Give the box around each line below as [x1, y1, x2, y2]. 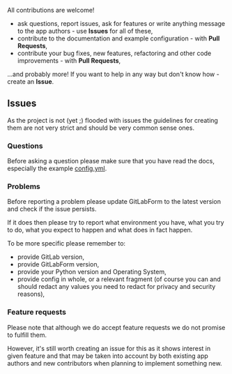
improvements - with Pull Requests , [17, 57, 121, 65]
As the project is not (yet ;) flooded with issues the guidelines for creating [7, 116, 218, 124]
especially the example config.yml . [7, 164, 107, 173]
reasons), [17, 290, 45, 299]
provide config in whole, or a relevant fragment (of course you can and [17, 275, 221, 283]
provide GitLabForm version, [17, 260, 100, 269]
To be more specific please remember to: [7, 239, 126, 248]
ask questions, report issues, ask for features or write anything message [17, 20, 226, 27]
